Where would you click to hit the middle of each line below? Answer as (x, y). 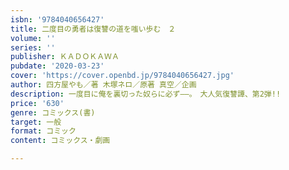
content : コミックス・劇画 (60, 141)
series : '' (33, 47)
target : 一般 (36, 122)
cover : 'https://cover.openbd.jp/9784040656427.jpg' (122, 76)
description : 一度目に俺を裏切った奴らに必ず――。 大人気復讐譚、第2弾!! (146, 94)
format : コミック (43, 131)
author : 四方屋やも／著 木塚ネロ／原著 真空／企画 (103, 85)
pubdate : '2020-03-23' (57, 66)
